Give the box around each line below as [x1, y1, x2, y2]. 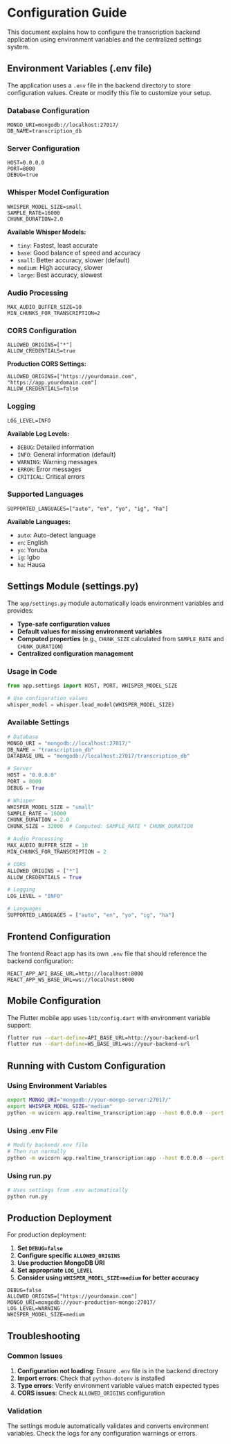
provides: [7, 606, 35, 615]
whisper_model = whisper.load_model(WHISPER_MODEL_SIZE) [7, 701, 175, 708]
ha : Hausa [17, 560, 46, 568]
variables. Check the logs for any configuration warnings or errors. [7, 1429, 197, 1438]
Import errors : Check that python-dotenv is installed [17, 1374, 165, 1382]
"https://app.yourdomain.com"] [7, 380, 98, 387]
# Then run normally [7, 1148, 67, 1155]
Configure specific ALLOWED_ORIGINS [17, 1251, 120, 1260]
